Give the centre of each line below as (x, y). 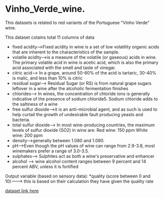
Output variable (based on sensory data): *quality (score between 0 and (78, 176)
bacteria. (21, 120)
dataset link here (22, 191)
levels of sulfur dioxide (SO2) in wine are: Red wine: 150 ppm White (80, 130)
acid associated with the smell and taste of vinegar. (64, 68)
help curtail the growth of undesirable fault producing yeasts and (78, 114)
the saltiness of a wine (35, 104)
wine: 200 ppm (27, 135)
